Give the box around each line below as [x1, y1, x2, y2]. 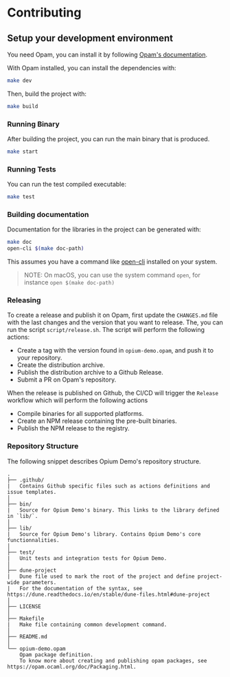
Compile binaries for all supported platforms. [16, 410, 144, 418]
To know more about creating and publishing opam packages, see [19, 657, 207, 664]
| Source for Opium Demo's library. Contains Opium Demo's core [7, 530, 201, 538]
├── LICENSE [7, 603, 41, 610]
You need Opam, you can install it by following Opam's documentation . [7, 50, 208, 59]
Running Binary [7, 119, 60, 129]
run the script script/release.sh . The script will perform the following [7, 326, 205, 334]
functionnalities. [7, 537, 60, 543]
